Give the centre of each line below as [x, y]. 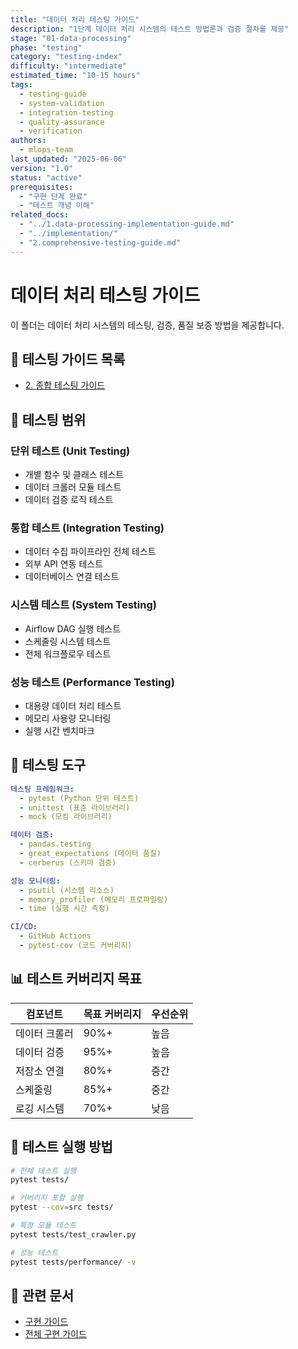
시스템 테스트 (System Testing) [83, 605]
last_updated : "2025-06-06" [69, 159]
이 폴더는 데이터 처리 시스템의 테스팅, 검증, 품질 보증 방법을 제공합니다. [147, 325]
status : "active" [46, 177]
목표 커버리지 [112, 1014]
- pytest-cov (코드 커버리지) [76, 946]
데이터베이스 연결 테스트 [72, 577]
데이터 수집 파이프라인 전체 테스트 [90, 552]
